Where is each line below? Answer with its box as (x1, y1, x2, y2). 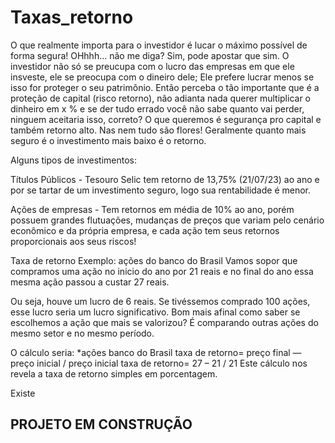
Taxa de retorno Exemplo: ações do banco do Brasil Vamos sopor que (10, 254, 298, 266)
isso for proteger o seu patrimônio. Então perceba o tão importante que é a (10, 81, 320, 93)
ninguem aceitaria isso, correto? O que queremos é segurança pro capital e (10, 113, 322, 125)
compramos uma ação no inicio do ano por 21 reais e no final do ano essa (10, 265, 314, 277)
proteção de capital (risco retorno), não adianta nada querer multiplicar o (10, 92, 311, 104)
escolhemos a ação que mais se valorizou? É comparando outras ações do (10, 316, 319, 328)
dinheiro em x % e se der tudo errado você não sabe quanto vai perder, (10, 102, 305, 115)
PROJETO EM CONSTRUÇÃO (10, 416, 193, 433)
